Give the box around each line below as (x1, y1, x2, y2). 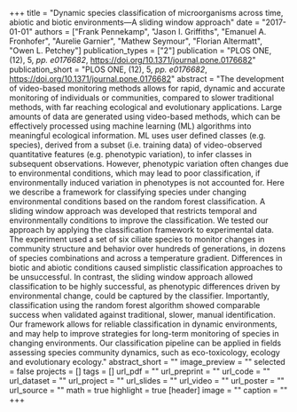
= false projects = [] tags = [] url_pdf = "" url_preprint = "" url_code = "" (9, 366, 270, 376)
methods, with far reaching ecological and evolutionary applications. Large (9, 102, 282, 112)
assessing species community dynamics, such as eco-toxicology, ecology (9, 347, 281, 358)
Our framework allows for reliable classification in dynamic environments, (9, 319, 277, 329)
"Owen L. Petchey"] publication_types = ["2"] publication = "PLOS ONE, (9, 45, 272, 56)
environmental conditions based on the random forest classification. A (9, 196, 266, 207)
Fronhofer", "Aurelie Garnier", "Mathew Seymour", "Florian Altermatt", (9, 36, 263, 46)
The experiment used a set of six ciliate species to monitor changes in (9, 234, 265, 244)
